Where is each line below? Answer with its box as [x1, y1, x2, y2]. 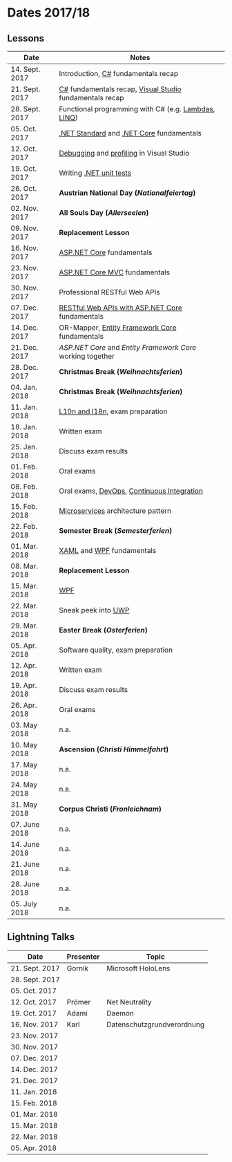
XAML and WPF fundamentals [58, 546, 157, 555]
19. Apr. [10, 681, 37, 690]
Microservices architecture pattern [58, 506, 171, 516]
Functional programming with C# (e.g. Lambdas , [58, 104, 215, 113]
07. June [10, 820, 40, 829]
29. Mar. [10, 621, 39, 630]
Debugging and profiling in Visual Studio [58, 149, 190, 158]
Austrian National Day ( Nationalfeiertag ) [58, 188, 196, 198]
